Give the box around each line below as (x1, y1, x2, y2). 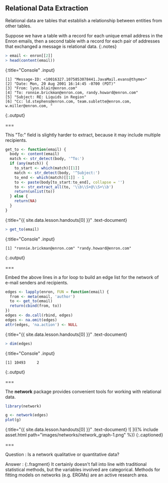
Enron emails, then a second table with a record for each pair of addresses (5, 38, 160, 44)
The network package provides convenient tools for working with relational (5, 389, 162, 395)
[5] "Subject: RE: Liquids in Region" (5, 94, 87, 100)
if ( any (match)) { (10, 161, 49, 166)
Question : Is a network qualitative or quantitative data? (5, 452, 120, 458)
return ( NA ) (14, 199, 37, 204)
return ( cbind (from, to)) (10, 303, 62, 309)
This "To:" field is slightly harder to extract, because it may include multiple (5, 131, 161, 138)
